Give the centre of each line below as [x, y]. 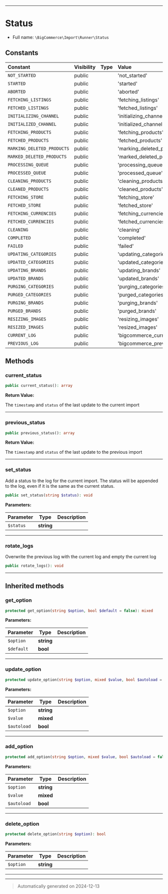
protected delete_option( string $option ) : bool [56, 834]
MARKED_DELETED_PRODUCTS [37, 156]
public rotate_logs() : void [34, 566]
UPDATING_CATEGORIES [32, 254]
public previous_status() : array [40, 433]
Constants [22, 53]
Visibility [85, 67]
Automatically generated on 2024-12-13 [58, 886]
